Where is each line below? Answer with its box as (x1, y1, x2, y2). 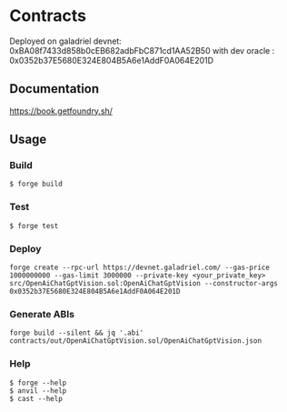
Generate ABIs (9, 307, 75, 320)
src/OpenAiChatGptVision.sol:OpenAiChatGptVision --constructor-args (9, 279, 279, 288)
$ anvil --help (9, 386, 67, 396)
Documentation (9, 81, 100, 96)
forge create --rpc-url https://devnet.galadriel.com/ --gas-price (9, 263, 271, 273)
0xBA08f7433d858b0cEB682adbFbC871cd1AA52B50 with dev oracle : (9, 45, 275, 55)
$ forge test (9, 221, 59, 230)
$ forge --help (9, 378, 67, 387)
